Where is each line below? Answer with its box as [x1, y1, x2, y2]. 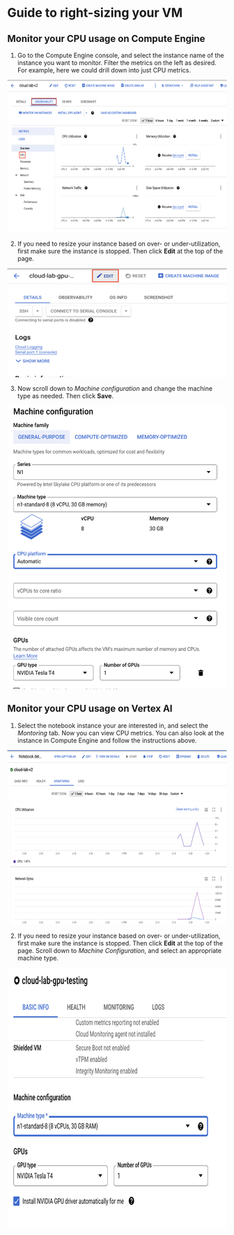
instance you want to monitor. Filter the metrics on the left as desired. [17, 59, 217, 67]
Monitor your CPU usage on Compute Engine [7, 33, 205, 45]
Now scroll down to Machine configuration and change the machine [17, 384, 213, 392]
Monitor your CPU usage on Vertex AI [7, 703, 173, 714]
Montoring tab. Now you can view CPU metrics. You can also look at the [17, 728, 224, 737]
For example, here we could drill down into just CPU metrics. [17, 66, 192, 74]
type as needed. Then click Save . [17, 392, 114, 400]
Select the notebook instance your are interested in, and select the [17, 721, 209, 730]
